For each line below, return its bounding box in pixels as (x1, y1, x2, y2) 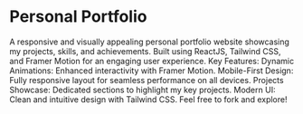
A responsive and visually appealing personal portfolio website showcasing (9, 36, 289, 47)
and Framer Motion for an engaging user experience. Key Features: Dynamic (9, 55, 295, 66)
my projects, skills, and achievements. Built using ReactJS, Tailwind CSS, (9, 45, 281, 56)
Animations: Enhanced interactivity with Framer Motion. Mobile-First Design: (9, 65, 294, 76)
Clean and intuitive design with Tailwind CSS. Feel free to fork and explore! (9, 93, 288, 105)
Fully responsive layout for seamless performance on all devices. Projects (9, 74, 284, 85)
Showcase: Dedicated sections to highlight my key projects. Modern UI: (9, 84, 276, 95)
